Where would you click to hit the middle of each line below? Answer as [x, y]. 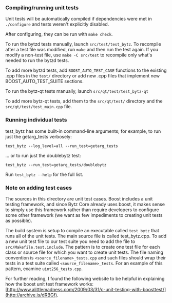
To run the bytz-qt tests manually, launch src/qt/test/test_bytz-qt [77, 91]
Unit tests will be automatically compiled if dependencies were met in [79, 19]
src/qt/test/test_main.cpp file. [39, 107]
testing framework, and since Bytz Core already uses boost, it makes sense [85, 204]
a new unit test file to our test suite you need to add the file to [70, 241]
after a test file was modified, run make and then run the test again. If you [82, 50]
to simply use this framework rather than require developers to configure [82, 210]
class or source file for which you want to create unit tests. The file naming [84, 252]
